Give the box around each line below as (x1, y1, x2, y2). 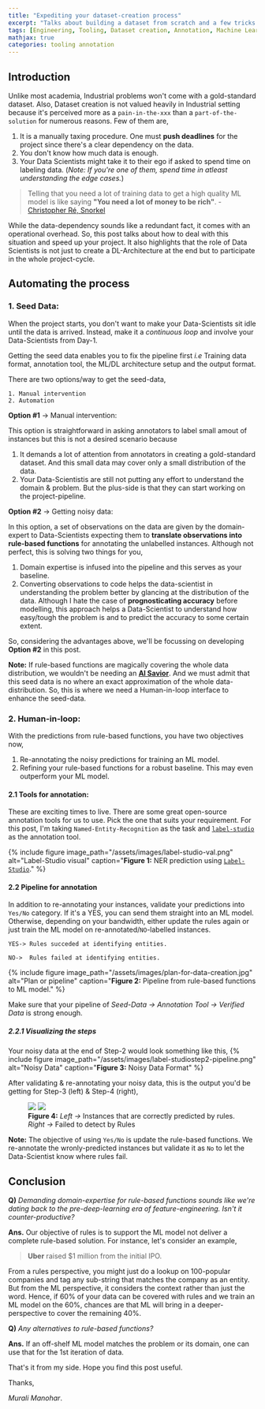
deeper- (196, 1300, 224, 1310)
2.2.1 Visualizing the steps (8, 1026, 97, 1036)
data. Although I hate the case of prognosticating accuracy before (19, 596, 238, 605)
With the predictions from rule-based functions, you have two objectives (8, 731, 244, 740)
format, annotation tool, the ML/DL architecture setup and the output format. (8, 359, 256, 368)
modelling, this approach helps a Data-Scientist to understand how (19, 604, 237, 614)
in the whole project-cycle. (8, 254, 95, 263)
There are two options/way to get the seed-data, (8, 374, 166, 383)
